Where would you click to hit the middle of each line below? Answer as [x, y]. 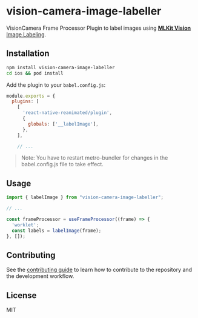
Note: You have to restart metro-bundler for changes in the [94, 158]
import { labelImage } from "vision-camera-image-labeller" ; [85, 198]
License [21, 295]
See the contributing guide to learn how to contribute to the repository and [99, 270]
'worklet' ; [25, 225]
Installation [28, 54]
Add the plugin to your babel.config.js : [56, 85]
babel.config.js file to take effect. [62, 164]
